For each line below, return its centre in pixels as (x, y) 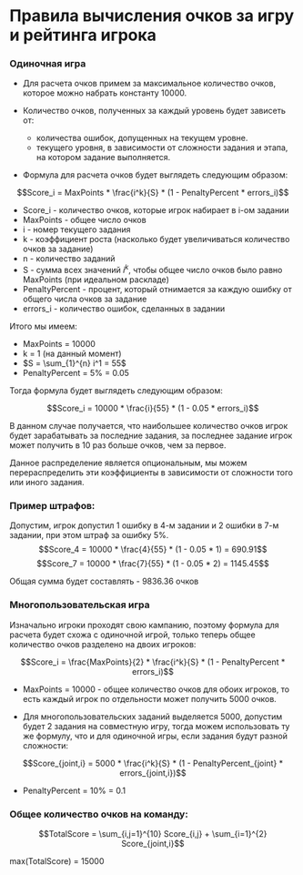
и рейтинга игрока (83, 35)
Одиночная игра (48, 64)
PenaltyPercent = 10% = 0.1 (74, 790)
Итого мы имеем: (43, 326)
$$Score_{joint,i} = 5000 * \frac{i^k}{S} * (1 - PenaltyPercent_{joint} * (153, 763)
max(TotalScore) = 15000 (57, 861)
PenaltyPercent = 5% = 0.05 (76, 373)
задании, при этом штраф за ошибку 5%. (89, 535)
